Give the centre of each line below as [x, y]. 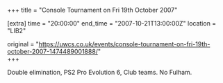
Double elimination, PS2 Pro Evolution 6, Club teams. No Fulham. [100, 72]
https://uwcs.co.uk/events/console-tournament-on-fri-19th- [124, 44]
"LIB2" [17, 31]
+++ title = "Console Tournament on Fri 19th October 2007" [92, 10]
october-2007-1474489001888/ [53, 52]
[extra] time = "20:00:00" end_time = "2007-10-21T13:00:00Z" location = [112, 23]
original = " [23, 44]
